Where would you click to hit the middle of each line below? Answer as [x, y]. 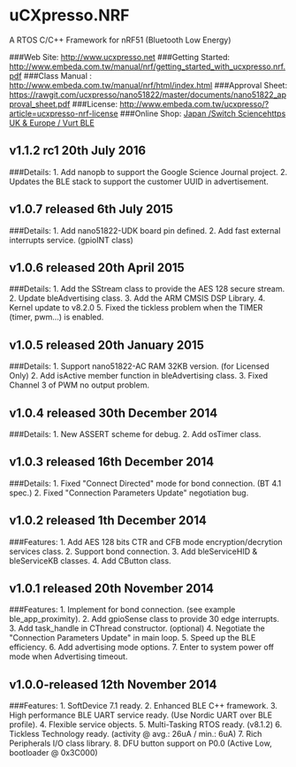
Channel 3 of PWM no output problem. [80, 385]
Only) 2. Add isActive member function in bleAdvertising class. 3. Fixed [139, 376]
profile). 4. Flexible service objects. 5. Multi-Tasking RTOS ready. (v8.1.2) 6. [146, 725]
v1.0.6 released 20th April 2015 [97, 268]
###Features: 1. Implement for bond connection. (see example [122, 610]
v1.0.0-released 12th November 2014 [113, 684]
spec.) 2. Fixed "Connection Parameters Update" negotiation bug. [129, 493]
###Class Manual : [58, 75]
